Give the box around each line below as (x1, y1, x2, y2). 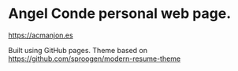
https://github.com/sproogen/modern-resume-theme (8, 54, 181, 63)
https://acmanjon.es (8, 30, 73, 40)
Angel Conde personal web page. (8, 5, 231, 23)
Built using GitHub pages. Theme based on (8, 45, 148, 55)
